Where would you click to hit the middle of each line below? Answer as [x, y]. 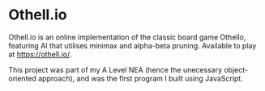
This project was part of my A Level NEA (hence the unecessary [115, 69]
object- [236, 69]
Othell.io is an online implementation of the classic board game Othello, [127, 37]
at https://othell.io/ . [40, 54]
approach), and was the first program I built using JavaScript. [140, 78]
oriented [22, 78]
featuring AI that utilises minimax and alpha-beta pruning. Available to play [132, 45]
